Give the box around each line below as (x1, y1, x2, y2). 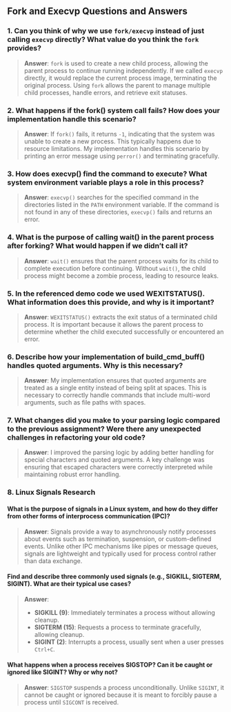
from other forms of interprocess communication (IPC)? (7, 511, 170, 520)
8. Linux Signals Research (7, 487, 96, 497)
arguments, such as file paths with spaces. (23, 398, 146, 407)
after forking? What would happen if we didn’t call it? (7, 241, 188, 251)
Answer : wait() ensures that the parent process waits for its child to (23, 256, 219, 265)
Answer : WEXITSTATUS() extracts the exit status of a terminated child (23, 313, 218, 321)
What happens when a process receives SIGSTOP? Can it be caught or (7, 661, 213, 669)
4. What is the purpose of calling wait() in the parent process (7, 232, 214, 242)
